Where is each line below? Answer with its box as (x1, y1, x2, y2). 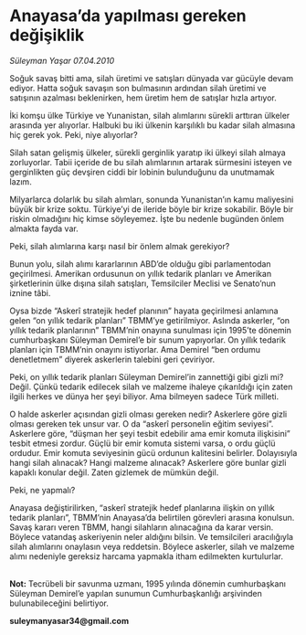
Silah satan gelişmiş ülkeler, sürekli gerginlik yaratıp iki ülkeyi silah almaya (9, 147, 286, 158)
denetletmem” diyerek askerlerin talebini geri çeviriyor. (9, 354, 216, 365)
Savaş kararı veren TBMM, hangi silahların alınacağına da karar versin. (9, 522, 274, 533)
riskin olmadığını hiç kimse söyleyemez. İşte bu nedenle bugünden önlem (9, 213, 285, 224)
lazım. (9, 175, 32, 187)
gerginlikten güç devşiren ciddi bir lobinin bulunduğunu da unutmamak (9, 166, 275, 177)
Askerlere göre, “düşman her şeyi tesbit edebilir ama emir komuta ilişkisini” (9, 428, 290, 439)
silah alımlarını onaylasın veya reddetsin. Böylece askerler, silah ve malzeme (9, 541, 295, 552)
